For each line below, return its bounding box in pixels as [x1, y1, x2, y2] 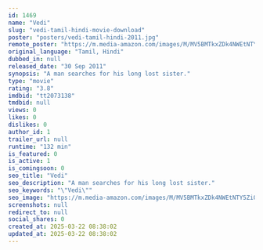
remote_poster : [8, 41, 58, 49]
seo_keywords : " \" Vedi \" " [8, 186, 92, 194]
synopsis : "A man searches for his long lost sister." [8, 70, 191, 78]
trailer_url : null [8, 135, 68, 143]
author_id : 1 [8, 128, 51, 136]
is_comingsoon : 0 [8, 165, 65, 172]
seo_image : [8, 194, 44, 201]
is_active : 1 [8, 158, 51, 165]
